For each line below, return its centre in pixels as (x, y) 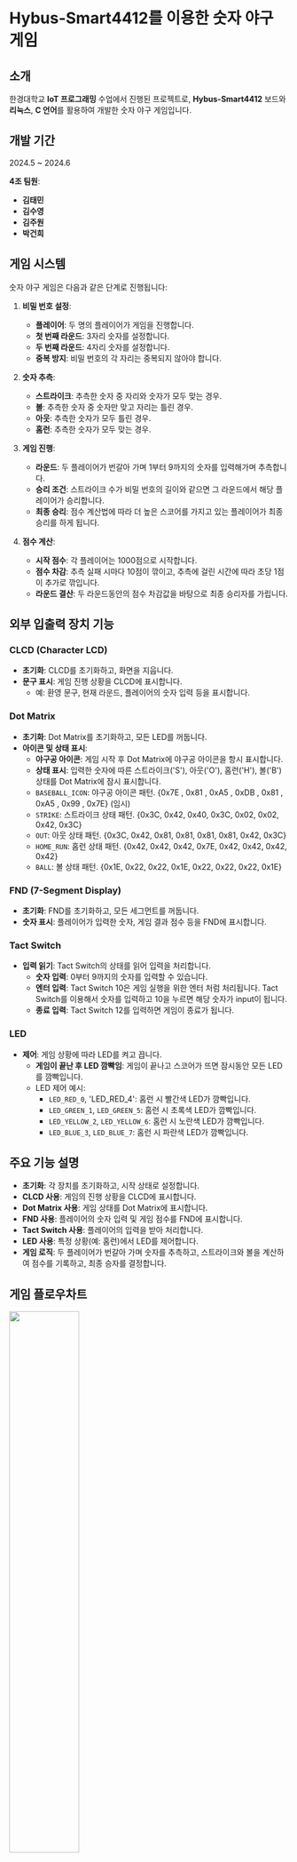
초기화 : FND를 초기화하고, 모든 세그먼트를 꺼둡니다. (110, 911)
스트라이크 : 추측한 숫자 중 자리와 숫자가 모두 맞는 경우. (129, 395)
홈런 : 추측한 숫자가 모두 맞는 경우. (93, 429)
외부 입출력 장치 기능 (62, 624)
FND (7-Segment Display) (65, 890)
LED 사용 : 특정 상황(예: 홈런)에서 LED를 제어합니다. (110, 1241)
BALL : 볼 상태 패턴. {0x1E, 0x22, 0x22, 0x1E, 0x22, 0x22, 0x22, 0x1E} (158, 866)
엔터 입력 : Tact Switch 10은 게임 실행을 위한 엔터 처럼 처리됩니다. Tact (156, 988)
